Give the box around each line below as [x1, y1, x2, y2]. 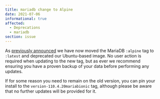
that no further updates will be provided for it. [5, 88, 97, 94]
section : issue [5, 35, 36, 40]
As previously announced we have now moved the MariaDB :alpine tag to [5, 47, 154, 54]
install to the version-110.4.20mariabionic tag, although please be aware [5, 83, 152, 89]
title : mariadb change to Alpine [5, 7, 73, 12]
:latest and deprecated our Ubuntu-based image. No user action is [5, 53, 141, 59]
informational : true [5, 16, 47, 21]
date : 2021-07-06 [5, 12, 40, 17]
